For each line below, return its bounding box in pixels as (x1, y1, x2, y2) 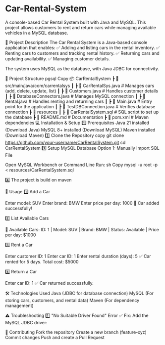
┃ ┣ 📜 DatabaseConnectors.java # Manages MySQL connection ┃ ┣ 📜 (5, 93, 146, 99)
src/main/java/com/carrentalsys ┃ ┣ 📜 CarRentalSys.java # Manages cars (5, 83, 155, 88)
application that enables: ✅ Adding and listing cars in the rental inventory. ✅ (5, 44, 160, 50)
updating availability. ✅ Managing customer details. (5, 55, 110, 62)
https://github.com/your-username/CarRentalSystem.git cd (5, 139, 126, 145)
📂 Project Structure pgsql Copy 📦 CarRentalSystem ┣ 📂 (5, 75, 119, 82)
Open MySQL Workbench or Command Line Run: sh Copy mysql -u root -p (5, 162, 158, 168)
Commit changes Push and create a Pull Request (5, 334, 105, 340)
